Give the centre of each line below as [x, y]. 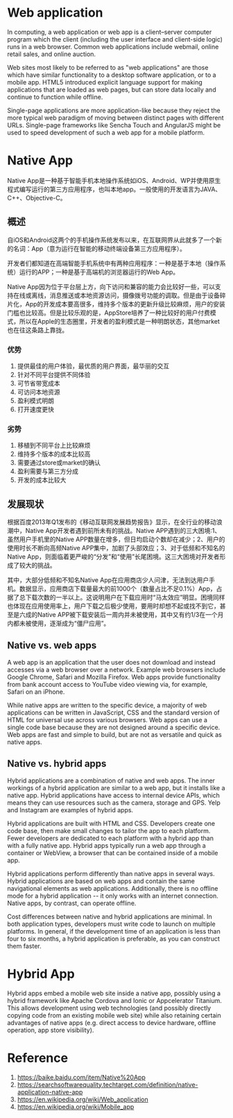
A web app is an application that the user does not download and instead [112, 662]
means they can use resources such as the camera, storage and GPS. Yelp [114, 803]
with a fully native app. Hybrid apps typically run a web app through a [106, 845]
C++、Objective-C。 [37, 198]
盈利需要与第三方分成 [48, 471]
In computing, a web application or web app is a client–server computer [110, 32]
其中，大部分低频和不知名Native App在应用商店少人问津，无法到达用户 [108, 580]
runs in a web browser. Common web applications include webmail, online [113, 46]
